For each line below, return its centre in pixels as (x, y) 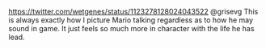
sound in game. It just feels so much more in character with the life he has (131, 28)
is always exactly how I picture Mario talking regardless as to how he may (131, 20)
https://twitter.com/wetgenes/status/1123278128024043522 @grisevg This (133, 12)
